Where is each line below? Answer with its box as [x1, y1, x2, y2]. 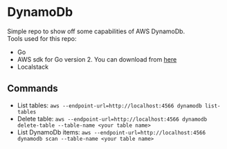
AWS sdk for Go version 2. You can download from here [17, 55, 177, 63]
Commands [7, 82, 59, 94]
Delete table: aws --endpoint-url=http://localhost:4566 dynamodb [17, 114, 208, 123]
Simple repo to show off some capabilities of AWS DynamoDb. [7, 27, 185, 35]
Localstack [17, 62, 49, 71]
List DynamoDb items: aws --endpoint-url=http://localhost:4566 [17, 128, 206, 136]
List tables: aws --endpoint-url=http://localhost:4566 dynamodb [17, 101, 202, 109]
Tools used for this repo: [7, 34, 77, 42]
